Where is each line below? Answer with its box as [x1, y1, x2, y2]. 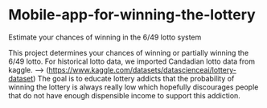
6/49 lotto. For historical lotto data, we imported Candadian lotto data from [8, 56, 256, 66]
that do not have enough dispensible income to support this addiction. [8, 90, 241, 100]
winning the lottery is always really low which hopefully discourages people [8, 82, 259, 92]
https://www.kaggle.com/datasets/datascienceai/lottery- [48, 64, 237, 74]
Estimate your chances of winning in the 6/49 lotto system [8, 32, 202, 42]
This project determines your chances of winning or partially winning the [8, 48, 249, 57]
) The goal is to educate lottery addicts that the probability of [33, 73, 235, 83]
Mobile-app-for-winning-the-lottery [8, 6, 256, 24]
